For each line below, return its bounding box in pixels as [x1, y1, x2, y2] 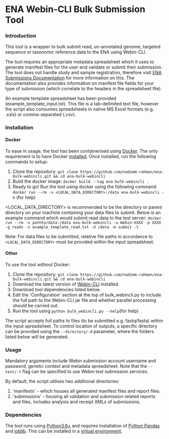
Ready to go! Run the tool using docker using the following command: [12, 183, 157, 190]
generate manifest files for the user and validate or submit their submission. [5, 64, 162, 70]
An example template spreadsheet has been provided [5, 95, 117, 101]
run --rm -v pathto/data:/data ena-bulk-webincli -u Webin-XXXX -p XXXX [5, 220, 161, 225]
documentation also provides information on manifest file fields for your [5, 80, 154, 86]
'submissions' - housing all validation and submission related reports [12, 394, 155, 400]
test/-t [5, 369, 22, 374]
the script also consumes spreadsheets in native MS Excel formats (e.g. [5, 106, 154, 112]
